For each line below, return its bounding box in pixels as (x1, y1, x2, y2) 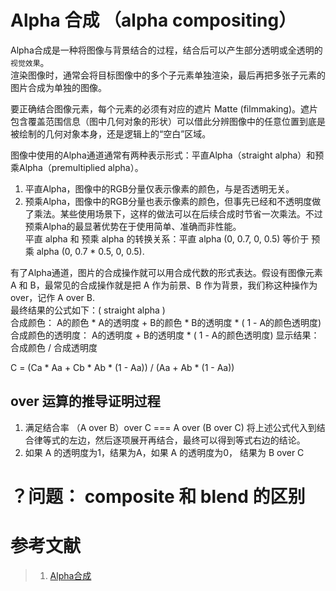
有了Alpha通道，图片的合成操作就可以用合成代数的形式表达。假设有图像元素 (10, 266, 323, 278)
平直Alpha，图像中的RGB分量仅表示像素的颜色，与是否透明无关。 (24, 182, 295, 195)
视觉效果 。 (10, 56, 50, 68)
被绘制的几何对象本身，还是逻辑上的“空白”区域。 (10, 127, 212, 140)
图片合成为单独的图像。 (10, 81, 107, 93)
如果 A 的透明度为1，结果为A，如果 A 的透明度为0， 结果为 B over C (24, 446, 305, 458)
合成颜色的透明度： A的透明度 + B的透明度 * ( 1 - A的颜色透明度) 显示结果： (10, 329, 320, 341)
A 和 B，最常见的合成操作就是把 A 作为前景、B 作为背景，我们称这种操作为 (10, 279, 318, 291)
